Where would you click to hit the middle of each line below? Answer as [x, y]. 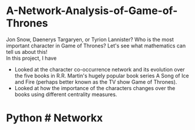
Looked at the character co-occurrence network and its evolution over [100, 69]
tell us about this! [27, 52]
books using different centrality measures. [66, 94]
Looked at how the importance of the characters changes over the [95, 88]
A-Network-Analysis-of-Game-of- [92, 11]
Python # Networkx [55, 118]
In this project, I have [31, 58]
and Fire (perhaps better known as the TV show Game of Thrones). [96, 82]
